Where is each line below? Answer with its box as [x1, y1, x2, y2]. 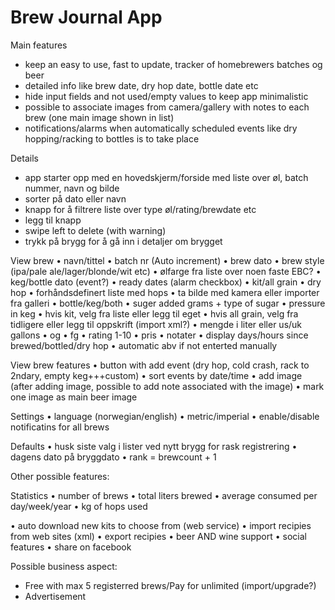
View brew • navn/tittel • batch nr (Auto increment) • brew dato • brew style [10, 254, 325, 266]
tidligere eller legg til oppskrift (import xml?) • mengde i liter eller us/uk [10, 318, 303, 330]
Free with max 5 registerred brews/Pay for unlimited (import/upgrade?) [24, 579, 317, 591]
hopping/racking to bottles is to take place [24, 132, 200, 145]
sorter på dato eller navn [24, 192, 127, 205]
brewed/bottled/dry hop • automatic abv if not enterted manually [10, 339, 278, 351]
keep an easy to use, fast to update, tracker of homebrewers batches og [24, 58, 323, 70]
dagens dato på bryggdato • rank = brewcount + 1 [10, 451, 217, 463]
